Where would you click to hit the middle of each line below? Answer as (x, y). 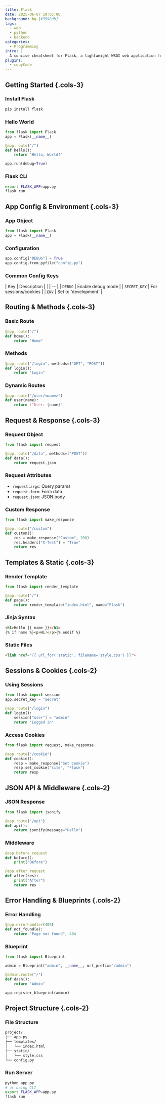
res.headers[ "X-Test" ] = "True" (47, 542)
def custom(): (20, 533)
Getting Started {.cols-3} (44, 85)
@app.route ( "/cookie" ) (28, 754)
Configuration (22, 248)
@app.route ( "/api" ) (25, 821)
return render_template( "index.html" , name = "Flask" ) (69, 605)
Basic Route (20, 321)
